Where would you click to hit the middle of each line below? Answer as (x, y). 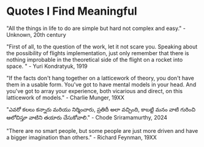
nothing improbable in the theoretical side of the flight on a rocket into (95, 59)
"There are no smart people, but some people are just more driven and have (102, 130)
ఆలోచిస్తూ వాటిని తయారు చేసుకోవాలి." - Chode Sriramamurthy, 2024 (87, 117)
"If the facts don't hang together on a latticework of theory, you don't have (100, 78)
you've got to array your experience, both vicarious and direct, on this (94, 91)
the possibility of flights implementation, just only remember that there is (98, 53)
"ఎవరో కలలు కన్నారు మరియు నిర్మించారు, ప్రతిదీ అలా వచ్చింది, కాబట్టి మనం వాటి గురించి (101, 109)
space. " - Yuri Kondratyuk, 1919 (47, 66)
